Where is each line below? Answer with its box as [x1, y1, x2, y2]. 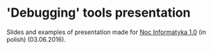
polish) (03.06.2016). [6, 35, 67, 43]
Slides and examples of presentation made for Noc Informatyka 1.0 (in [6, 28, 206, 36]
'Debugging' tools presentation [6, 5, 191, 21]
